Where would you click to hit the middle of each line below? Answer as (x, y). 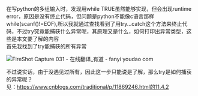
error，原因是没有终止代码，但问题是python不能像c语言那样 (80, 16)
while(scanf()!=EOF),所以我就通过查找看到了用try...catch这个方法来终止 (94, 24)
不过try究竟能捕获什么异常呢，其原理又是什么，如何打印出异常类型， (101, 31)
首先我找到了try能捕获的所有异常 (46, 46)
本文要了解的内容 (37, 39)
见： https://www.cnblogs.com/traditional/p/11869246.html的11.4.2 (88, 87)
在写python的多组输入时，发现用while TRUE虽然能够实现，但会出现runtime (99, 9)
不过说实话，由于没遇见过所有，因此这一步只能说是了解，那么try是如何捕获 (99, 72)
